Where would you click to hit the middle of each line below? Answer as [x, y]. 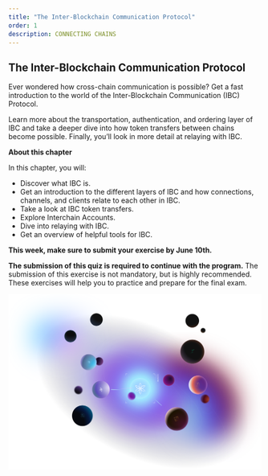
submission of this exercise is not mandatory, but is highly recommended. [130, 274]
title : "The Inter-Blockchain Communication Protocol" [102, 17]
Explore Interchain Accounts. [68, 218]
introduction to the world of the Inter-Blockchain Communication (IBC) [124, 96]
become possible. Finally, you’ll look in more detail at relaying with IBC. [126, 137]
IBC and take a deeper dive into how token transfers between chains [122, 128]
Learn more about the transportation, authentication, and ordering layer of [131, 120]
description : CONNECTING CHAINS [62, 34]
